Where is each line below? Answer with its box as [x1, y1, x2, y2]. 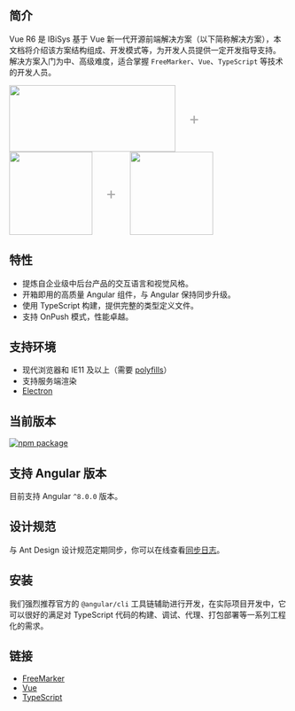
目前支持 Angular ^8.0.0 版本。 [9, 491, 123, 502]
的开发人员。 [9, 66, 56, 77]
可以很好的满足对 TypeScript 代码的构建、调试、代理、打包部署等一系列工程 [9, 609, 286, 620]
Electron [21, 386, 53, 396]
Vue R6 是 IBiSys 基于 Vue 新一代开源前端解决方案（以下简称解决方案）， [9, 34, 275, 44]
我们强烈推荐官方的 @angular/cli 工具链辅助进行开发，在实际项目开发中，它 [9, 598, 286, 609]
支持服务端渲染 [21, 376, 77, 387]
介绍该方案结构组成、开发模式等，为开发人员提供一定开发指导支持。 [32, 44, 281, 55]
